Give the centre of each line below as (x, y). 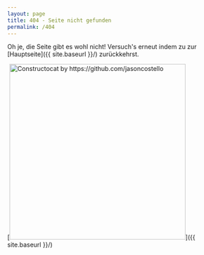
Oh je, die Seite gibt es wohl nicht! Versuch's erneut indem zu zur (102, 47)
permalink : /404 (31, 27)
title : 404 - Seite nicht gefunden (59, 20)
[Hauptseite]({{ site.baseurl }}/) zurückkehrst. (73, 54)
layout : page (26, 14)
